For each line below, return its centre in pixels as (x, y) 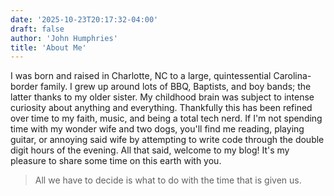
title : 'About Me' (48, 47)
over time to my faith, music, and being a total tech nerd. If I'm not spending (166, 118)
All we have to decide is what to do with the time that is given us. (168, 180)
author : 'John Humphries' (64, 38)
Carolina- (292, 76)
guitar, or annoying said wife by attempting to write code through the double (167, 140)
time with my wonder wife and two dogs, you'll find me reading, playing (157, 129)
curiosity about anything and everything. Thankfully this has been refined (161, 108)
